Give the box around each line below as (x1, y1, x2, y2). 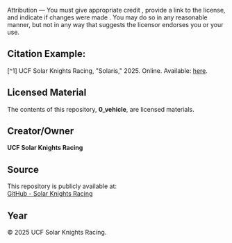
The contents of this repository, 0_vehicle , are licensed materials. (7, 105, 194, 113)
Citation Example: (7, 48, 86, 60)
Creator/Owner (7, 125, 74, 137)
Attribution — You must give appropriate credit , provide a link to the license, (7, 6, 226, 14)
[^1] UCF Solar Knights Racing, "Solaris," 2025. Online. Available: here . (7, 66, 208, 75)
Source (7, 163, 40, 176)
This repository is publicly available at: (7, 182, 117, 190)
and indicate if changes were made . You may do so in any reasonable (7, 13, 208, 22)
